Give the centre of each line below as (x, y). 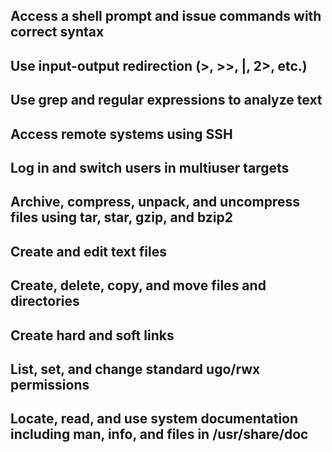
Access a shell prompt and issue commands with (166, 16)
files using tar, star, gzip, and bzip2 (121, 217)
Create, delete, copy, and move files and (138, 285)
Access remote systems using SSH (121, 134)
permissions (50, 384)
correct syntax (57, 32)
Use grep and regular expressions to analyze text (166, 100)
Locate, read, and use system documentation (154, 419)
